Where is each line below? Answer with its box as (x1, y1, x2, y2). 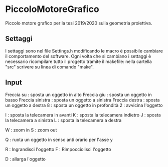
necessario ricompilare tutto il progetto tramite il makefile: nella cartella (5, 58, 152, 64)
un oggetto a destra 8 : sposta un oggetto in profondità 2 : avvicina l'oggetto (5, 102, 163, 108)
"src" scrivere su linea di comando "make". (5, 63, 94, 69)
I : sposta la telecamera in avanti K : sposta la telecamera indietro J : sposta (5, 111, 161, 118)
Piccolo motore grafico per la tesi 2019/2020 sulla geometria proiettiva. (5, 20, 152, 26)
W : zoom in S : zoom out (5, 126, 57, 133)
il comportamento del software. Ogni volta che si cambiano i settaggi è (5, 53, 151, 59)
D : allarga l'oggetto (5, 156, 46, 162)
